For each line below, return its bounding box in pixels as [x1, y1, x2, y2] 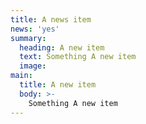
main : [10, 71, 33, 81]
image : [19, 61, 47, 71]
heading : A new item [19, 42, 105, 53]
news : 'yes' [10, 24, 60, 34]
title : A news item [10, 14, 92, 25]
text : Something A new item [19, 52, 137, 62]
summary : [10, 33, 47, 43]
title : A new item [19, 80, 97, 90]
